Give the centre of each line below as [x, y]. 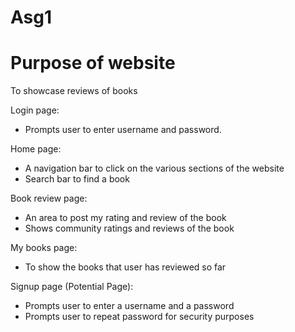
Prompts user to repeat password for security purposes [139, 317]
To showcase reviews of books [74, 91]
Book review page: [49, 198]
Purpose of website [93, 63]
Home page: [36, 149]
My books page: [44, 248]
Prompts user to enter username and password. [123, 130]
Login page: [35, 110]
